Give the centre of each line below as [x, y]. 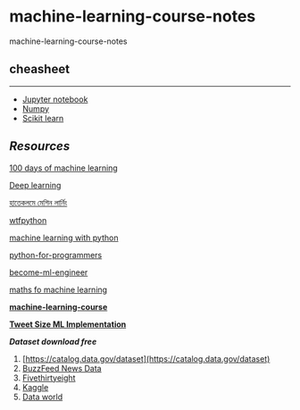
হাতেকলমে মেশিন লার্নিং [38, 202]
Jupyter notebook [55, 99]
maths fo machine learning [58, 289]
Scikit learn [43, 118]
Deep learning [35, 185]
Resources [40, 146]
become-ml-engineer [49, 272]
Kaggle [35, 387]
